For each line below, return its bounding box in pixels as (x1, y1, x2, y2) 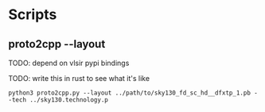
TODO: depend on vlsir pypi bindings (8, 58, 130, 68)
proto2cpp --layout (8, 37, 106, 51)
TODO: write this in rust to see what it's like (8, 74, 150, 83)
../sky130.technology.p (29, 96, 109, 104)
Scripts (8, 6, 57, 24)
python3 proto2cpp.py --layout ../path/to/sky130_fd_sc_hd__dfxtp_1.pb (8, 89, 251, 97)
